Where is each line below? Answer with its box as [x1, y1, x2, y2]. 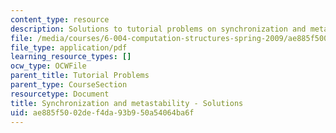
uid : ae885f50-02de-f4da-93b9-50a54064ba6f [10, 107, 195, 118]
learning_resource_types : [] [10, 52, 132, 62]
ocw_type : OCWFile [10, 61, 87, 71]
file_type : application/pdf [10, 42, 128, 53]
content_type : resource [10, 14, 110, 25]
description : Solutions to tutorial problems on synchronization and [10, 24, 307, 34]
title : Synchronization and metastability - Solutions [10, 98, 244, 108]
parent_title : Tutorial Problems [10, 71, 150, 81]
